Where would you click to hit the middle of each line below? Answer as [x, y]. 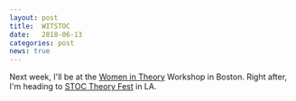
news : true [30, 51]
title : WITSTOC [40, 26]
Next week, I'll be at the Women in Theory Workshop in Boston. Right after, [148, 77]
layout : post [34, 18]
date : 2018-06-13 [46, 34]
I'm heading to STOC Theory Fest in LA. [83, 87]
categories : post [42, 43]
